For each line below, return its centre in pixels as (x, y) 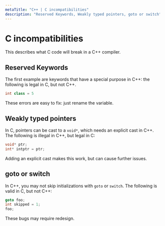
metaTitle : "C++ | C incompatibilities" (47, 10)
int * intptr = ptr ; (25, 149)
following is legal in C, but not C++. (41, 85)
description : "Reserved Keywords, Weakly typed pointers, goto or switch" (83, 14)
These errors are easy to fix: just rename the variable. (59, 103)
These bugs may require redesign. (40, 219)
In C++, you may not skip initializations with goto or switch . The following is (81, 186)
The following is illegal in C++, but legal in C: (50, 135)
